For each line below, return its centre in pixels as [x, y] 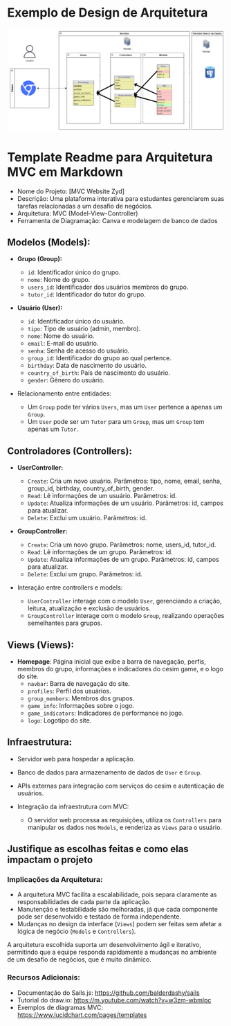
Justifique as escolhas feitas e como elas [98, 849]
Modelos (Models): [49, 242]
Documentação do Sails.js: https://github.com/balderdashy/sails [108, 993]
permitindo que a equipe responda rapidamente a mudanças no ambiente [112, 952]
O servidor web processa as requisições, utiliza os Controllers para [124, 820]
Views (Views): [41, 645]
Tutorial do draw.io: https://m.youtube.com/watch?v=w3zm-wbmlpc [114, 1000]
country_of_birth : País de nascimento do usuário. [99, 373]
